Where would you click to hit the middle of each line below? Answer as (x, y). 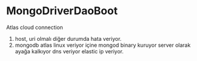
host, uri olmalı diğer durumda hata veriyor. (68, 38)
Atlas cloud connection (35, 27)
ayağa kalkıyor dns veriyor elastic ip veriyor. (69, 51)
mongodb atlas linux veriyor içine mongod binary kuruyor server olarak (103, 45)
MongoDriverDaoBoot (62, 11)
